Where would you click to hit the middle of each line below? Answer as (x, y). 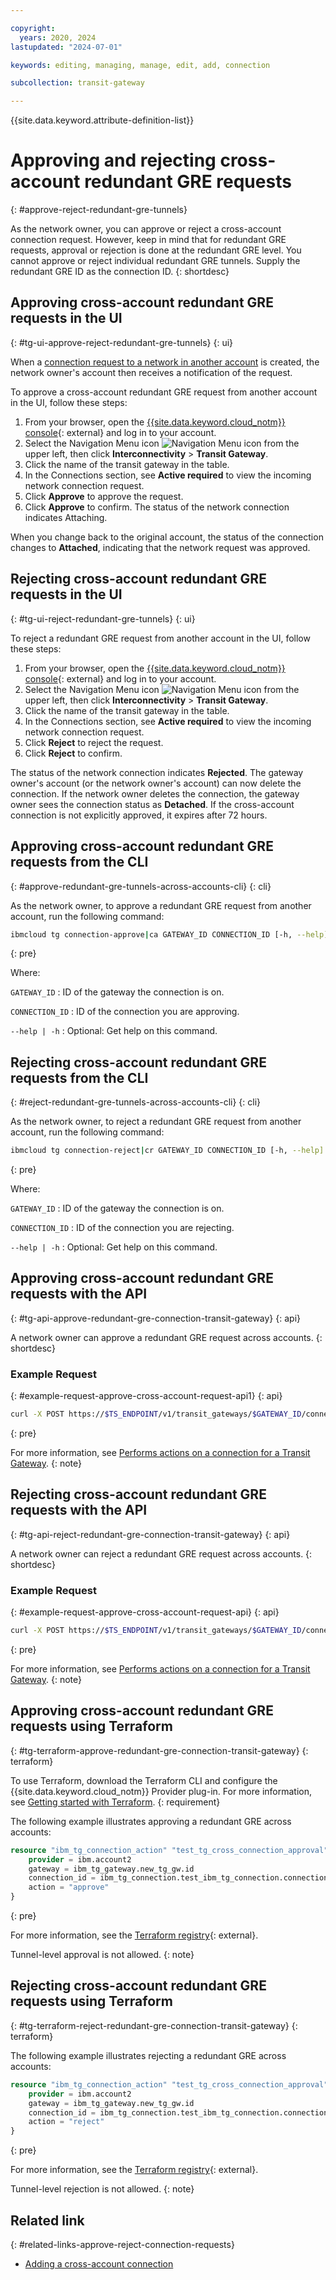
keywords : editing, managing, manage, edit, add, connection (140, 65)
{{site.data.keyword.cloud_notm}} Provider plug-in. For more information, (161, 1791)
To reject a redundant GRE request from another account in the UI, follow (160, 638)
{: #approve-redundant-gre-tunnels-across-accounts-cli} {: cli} (141, 886)
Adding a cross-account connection (99, 2263)
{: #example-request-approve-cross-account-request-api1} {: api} (146, 1396)
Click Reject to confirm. (73, 753)
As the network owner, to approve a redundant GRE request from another (161, 905)
